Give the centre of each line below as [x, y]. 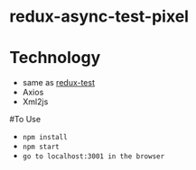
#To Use [25, 120]
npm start [41, 147]
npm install [45, 138]
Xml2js [35, 102]
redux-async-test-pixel [99, 17]
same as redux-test [59, 83]
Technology [55, 58]
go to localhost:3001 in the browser [93, 157]
